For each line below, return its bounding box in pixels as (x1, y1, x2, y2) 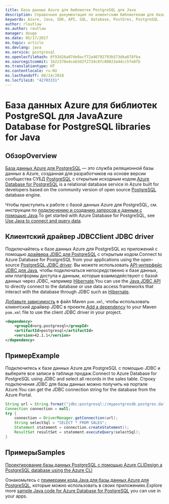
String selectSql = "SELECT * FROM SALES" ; (14, 420, 107, 425)
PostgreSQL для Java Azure (5, 110, 123, 122)
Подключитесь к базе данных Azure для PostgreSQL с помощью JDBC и (5, 365, 161, 371)
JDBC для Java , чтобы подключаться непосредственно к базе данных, (5, 267, 158, 273)
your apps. (5, 493, 28, 499)
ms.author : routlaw (5, 26, 46, 31)
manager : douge (5, 31, 37, 36)
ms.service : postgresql (5, 49, 55, 54)
